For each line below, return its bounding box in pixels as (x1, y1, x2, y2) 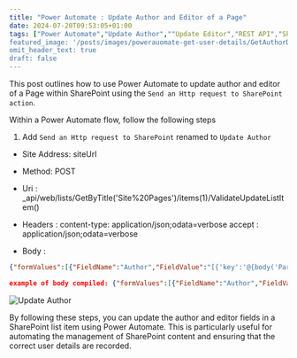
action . (9, 97, 35, 107)
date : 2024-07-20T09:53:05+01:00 (9, 21, 133, 30)
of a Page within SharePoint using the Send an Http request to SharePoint (9, 88, 283, 98)
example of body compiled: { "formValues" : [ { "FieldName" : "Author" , (9, 278, 259, 288)
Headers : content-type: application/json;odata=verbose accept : (21, 219, 259, 230)
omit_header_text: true (9, 46, 97, 55)
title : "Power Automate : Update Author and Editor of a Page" (9, 12, 247, 22)
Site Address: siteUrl (21, 149, 97, 160)
